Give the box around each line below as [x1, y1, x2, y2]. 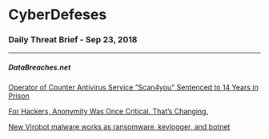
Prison [8, 91, 30, 101]
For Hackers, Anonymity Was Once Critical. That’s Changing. [8, 106, 209, 117]
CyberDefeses [8, 6, 107, 24]
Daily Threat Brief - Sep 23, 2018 [8, 34, 138, 46]
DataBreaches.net [8, 62, 71, 73]
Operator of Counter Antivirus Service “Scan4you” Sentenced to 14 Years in [8, 82, 259, 93]
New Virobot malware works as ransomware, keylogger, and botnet [8, 122, 231, 132]
